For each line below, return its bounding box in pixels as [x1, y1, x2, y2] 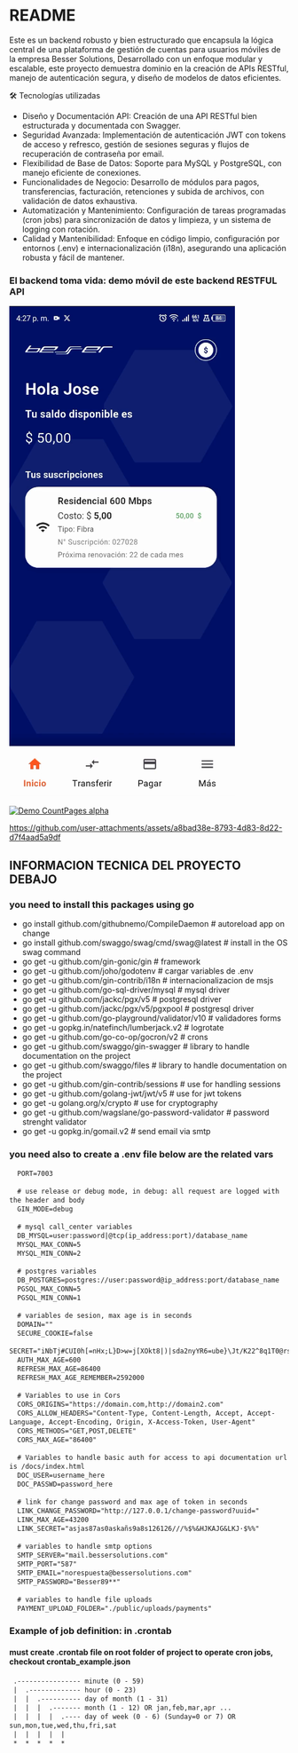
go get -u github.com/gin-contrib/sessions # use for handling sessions [21, 1078, 281, 1089]
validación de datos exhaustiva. [21, 195, 137, 206]
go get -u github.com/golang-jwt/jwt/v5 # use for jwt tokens [21, 1088, 242, 1099]
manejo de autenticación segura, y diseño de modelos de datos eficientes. [9, 72, 282, 83]
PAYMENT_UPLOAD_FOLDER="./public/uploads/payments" [17, 1604, 213, 1614]
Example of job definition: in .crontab [9, 1625, 172, 1638]
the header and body [9, 1196, 86, 1205]
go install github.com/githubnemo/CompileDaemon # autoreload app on [21, 918, 286, 928]
